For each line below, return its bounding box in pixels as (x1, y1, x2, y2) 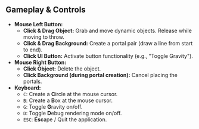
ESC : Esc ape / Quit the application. (23, 116, 107, 123)
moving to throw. (23, 33, 65, 41)
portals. (23, 78, 42, 85)
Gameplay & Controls (5, 5, 86, 15)
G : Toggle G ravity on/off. (23, 103, 83, 110)
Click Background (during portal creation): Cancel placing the (23, 71, 178, 78)
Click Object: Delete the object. (23, 65, 101, 72)
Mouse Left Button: (14, 20, 63, 27)
